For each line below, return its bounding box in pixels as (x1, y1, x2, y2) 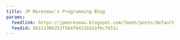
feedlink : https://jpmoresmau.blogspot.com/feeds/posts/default (11, 19, 175, 25)
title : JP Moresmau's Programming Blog (6, 8, 105, 15)
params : (6, 14, 26, 20)
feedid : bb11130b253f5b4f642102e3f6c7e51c (11, 25, 119, 31)
